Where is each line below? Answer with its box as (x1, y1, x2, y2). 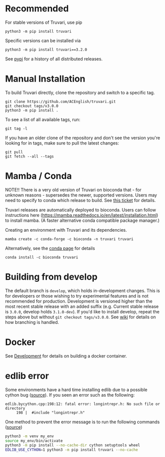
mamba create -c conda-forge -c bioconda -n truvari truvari (5, 236, 134, 242)
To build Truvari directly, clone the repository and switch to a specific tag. (5, 90, 155, 96)
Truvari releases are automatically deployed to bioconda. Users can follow (5, 206, 157, 213)
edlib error (5, 370, 49, 381)
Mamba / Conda (5, 170, 72, 182)
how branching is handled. (5, 319, 59, 325)
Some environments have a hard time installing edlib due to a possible (5, 387, 148, 393)
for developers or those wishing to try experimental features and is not (5, 293, 149, 299)
